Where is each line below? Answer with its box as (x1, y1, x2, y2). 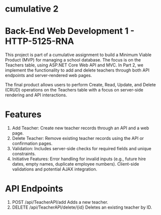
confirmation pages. (12, 140, 52, 146)
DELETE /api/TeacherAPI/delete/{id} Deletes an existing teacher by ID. (12, 204, 152, 210)
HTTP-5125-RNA (5, 36, 74, 47)
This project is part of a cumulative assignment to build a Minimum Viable (5, 52, 152, 58)
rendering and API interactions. (5, 92, 67, 98)
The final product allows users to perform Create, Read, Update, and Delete (5, 82, 156, 88)
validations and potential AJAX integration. (12, 166, 97, 172)
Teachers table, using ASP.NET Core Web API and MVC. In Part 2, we (5, 62, 144, 68)
